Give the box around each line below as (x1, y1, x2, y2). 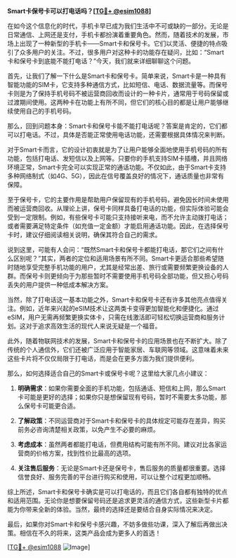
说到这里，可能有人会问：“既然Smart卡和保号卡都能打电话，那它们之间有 (7, 246, 218, 253)
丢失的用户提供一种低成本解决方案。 (7, 281, 112, 288)
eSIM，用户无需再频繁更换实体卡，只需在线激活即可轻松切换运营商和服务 (7, 313, 219, 321)
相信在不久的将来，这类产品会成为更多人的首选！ (19, 529, 162, 537)
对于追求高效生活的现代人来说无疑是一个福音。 (25, 322, 162, 330)
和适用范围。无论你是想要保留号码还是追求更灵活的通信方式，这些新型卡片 (7, 496, 223, 505)
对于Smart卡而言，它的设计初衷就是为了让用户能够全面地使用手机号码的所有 (7, 145, 228, 154)
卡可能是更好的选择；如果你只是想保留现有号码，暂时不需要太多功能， (17, 393, 221, 401)
